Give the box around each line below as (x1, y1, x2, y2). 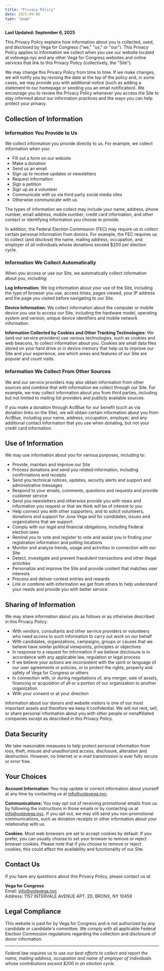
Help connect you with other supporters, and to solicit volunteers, (12, 508, 144, 514)
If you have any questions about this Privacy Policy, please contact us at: (5, 873, 152, 879)
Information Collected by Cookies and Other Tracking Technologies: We (5, 330, 154, 336)
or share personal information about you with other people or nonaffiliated (5, 710, 154, 717)
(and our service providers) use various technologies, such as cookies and (5, 335, 155, 341)
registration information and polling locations (12, 540, 102, 545)
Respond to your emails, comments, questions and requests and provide (12, 488, 158, 494)
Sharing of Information (5, 600, 76, 609)
